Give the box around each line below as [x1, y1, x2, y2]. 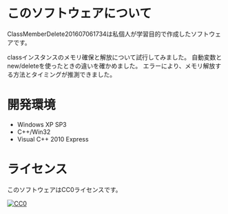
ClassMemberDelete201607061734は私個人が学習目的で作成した [7, 30, 191, 38]
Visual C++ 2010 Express [17, 135, 89, 143]
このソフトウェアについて [7, 6, 152, 21]
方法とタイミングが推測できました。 [12, 70, 116, 79]
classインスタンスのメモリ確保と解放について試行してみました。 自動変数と [7, 52, 222, 61]
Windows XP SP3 [17, 120, 67, 128]
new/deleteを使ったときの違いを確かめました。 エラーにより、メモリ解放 [7, 61, 216, 70]
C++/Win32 [17, 128, 51, 136]
